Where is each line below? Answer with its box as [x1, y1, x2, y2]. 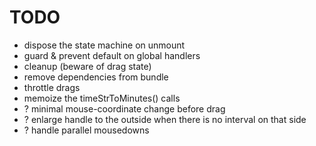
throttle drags [23, 81, 81, 93]
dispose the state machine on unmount [23, 39, 186, 51]
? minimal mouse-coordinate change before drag [23, 102, 226, 115]
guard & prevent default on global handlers [23, 49, 201, 61]
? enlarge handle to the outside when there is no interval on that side [23, 113, 307, 125]
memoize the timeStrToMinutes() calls [23, 92, 181, 104]
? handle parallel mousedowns [23, 124, 150, 136]
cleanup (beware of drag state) [23, 60, 152, 72]
